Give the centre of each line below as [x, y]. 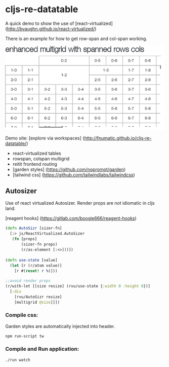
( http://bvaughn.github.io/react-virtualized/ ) [51, 28]
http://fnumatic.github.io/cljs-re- [118, 138]
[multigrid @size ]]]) [37, 302]
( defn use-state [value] [31, 260]
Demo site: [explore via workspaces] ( [45, 138]
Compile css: [22, 315]
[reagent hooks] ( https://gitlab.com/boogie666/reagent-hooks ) [71, 218]
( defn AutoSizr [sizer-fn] [34, 228]
